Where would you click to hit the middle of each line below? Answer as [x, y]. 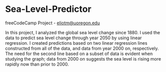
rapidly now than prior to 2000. [37, 64]
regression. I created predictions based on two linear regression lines [76, 43]
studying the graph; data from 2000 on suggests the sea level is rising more [83, 59]
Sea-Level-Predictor [48, 9]
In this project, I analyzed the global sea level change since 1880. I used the [83, 32]
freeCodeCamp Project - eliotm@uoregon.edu [53, 23]
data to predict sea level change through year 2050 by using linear [74, 38]
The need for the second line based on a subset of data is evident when [79, 54]
